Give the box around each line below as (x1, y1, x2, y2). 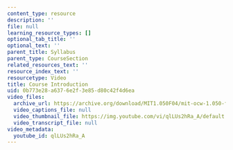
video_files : (7, 94, 45, 101)
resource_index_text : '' (7, 68, 79, 75)
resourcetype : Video (7, 74, 67, 82)
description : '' (7, 17, 54, 24)
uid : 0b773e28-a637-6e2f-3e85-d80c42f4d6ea (7, 87, 135, 94)
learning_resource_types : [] (7, 29, 92, 37)
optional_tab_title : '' (7, 36, 76, 43)
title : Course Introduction (7, 81, 89, 88)
